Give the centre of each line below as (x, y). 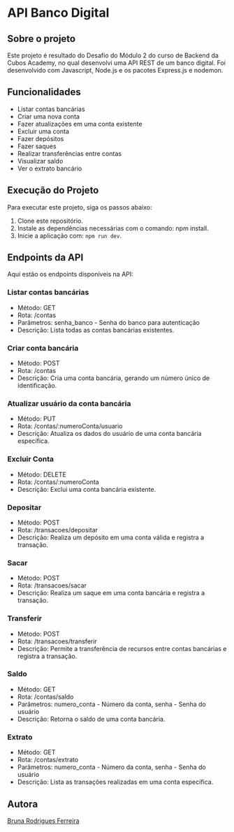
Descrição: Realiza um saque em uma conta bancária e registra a (111, 593)
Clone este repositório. (50, 221)
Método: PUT (36, 419)
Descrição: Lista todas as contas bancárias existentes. (96, 330)
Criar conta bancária (43, 348)
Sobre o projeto (41, 39)
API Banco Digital (58, 13)
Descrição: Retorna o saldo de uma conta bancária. (91, 719)
